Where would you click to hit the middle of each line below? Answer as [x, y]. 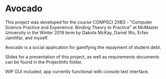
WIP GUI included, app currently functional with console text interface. [77, 71]
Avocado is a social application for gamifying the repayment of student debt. [83, 47]
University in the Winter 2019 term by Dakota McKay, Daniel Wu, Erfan [77, 32]
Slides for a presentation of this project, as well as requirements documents [82, 56]
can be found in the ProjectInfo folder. [44, 62]
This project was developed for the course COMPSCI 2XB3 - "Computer [79, 22]
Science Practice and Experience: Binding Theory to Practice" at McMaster [82, 27]
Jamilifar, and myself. [27, 38]
